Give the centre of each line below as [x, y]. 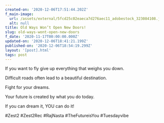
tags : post [16, 55]
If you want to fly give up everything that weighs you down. [65, 69]
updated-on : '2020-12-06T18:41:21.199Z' [47, 41]
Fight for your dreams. [28, 88]
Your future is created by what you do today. [50, 97]
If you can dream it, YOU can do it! [40, 106]
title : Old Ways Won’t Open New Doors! [46, 28]
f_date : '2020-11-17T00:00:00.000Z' [42, 37]
